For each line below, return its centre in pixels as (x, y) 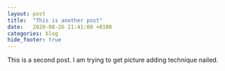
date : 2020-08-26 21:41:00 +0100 (60, 27)
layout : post (27, 14)
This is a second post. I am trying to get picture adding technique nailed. (113, 60)
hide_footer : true (34, 40)
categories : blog (33, 33)
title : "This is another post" (55, 20)
